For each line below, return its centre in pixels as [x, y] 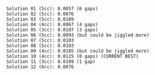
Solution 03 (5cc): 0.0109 [40, 19]
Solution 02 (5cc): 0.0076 [40, 14]
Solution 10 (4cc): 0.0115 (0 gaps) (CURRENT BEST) [72, 56]
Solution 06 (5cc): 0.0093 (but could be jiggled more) [78, 35]
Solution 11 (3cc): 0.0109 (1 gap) [51, 62]
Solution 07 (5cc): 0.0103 [40, 41]
